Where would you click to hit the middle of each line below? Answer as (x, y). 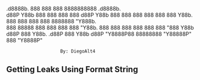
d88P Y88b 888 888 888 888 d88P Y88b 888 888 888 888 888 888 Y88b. (99, 15)
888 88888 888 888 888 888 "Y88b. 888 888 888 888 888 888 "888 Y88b (100, 27)
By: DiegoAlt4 (78, 51)
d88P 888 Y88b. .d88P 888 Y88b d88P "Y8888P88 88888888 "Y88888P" (99, 34)
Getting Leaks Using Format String (72, 70)
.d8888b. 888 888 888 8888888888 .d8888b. (64, 9)
